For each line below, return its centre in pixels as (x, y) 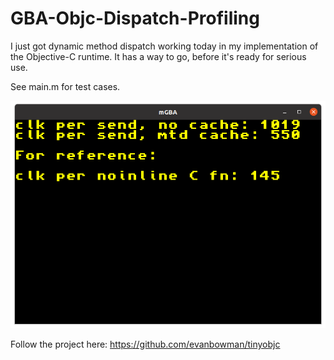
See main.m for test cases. (65, 86)
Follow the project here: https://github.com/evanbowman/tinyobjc (145, 344)
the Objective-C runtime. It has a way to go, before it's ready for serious (158, 56)
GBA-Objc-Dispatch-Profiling (135, 18)
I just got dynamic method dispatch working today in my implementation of (164, 46)
